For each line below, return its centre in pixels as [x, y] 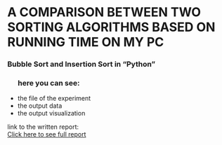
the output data [40, 106]
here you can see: [48, 83]
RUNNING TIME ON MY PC [86, 42]
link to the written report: [43, 127]
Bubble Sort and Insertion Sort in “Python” [81, 64]
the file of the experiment [54, 99]
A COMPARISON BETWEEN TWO [104, 12]
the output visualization [51, 113]
